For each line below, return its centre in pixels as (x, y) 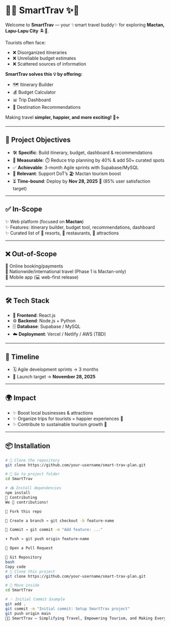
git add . (16, 604)
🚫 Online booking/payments (34, 266)
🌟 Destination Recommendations (47, 107)
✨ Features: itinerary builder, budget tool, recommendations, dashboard (80, 227)
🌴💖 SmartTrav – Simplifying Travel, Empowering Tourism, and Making (79, 618)
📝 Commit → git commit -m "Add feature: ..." (54, 530)
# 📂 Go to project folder (32, 474)
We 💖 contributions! (27, 502)
